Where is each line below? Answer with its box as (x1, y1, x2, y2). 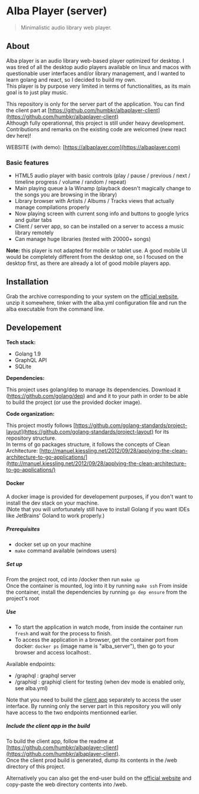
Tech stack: (6, 338, 36, 345)
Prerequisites (6, 526, 40, 533)
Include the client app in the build (6, 722, 90, 730)
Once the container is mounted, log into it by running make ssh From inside (6, 582, 188, 589)
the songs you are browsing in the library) (14, 191, 118, 198)
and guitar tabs (14, 217, 52, 224)
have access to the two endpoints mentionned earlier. (6, 709, 138, 716)
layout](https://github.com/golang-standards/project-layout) (6, 428, 154, 435)
